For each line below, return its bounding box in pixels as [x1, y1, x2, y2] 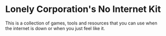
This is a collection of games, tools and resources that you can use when [5, 20, 158, 26]
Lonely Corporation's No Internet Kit [5, 3, 161, 15]
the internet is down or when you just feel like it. [5, 25, 105, 31]
